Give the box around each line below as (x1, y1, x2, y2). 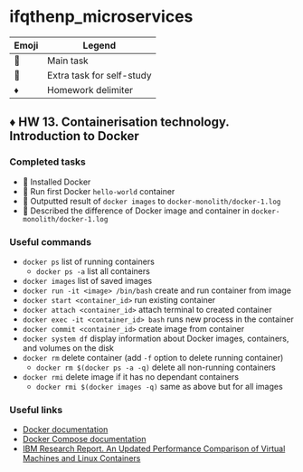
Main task (46, 54, 89, 67)
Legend (82, 39, 117, 52)
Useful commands (9, 235, 92, 248)
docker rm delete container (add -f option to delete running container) (22, 352, 284, 363)
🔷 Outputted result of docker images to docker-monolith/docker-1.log (22, 195, 281, 206)
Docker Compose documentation (22, 434, 147, 445)
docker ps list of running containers (22, 256, 156, 267)
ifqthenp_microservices (9, 6, 194, 27)
